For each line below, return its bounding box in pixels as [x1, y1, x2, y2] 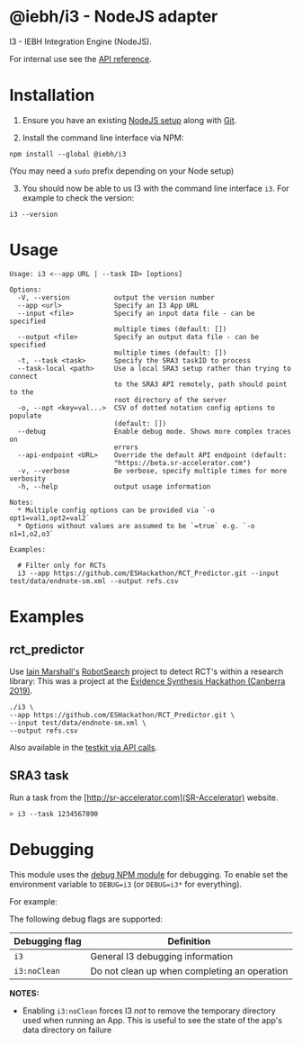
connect [9, 372, 39, 381]
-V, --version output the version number [17, 292, 216, 302]
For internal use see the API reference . [9, 53, 153, 64]
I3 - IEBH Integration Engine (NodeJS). [9, 36, 153, 47]
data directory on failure [22, 1024, 112, 1035]
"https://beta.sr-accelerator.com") [113, 458, 252, 467]
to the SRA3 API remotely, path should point [113, 380, 288, 389]
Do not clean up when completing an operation [90, 965, 289, 977]
